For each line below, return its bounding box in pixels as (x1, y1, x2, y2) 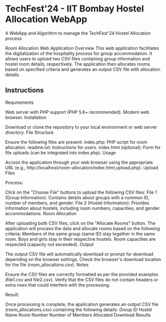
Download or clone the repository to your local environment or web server (5, 124, 158, 130)
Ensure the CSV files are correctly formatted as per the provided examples (5, 271, 159, 277)
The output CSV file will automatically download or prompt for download (5, 251, 154, 257)
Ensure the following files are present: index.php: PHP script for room (5, 139, 148, 145)
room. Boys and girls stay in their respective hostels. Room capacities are (5, 236, 156, 242)
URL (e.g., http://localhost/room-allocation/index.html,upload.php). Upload (5, 164, 159, 170)
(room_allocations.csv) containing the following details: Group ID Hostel (5, 307, 152, 313)
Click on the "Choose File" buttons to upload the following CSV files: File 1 (5, 189, 157, 195)
